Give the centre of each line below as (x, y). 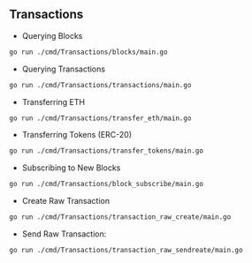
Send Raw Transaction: (64, 234)
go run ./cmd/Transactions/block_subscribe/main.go (106, 184)
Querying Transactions (64, 69)
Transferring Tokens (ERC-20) (77, 135)
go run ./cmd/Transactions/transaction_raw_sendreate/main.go (126, 251)
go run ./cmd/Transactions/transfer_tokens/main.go (106, 151)
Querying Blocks (52, 35)
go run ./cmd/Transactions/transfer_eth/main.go (100, 118)
